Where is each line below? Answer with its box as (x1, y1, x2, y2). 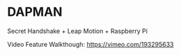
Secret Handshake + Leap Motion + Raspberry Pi (7, 27, 148, 35)
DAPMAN (7, 4, 63, 20)
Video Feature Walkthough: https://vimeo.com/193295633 (7, 40, 174, 48)
